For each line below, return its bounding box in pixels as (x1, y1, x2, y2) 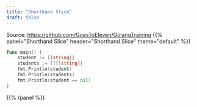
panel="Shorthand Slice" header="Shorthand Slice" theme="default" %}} (6, 37, 191, 45)
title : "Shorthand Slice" (6, 8, 72, 15)
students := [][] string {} (17, 60, 84, 66)
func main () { (6, 49, 43, 55)
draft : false (6, 15, 40, 21)
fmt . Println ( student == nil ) (17, 77, 91, 83)
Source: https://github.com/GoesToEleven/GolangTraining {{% (6, 31, 163, 38)
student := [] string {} (17, 55, 75, 61)
